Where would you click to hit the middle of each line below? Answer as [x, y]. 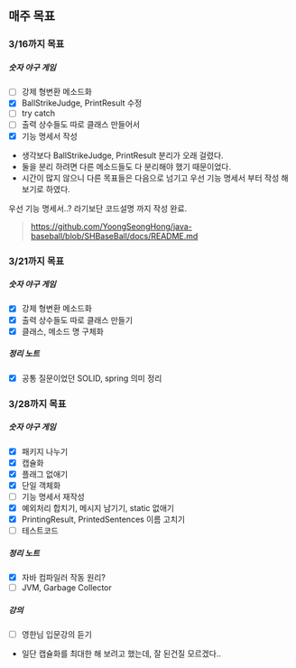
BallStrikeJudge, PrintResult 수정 [82, 103]
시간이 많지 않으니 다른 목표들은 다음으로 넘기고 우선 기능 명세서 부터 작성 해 [155, 178]
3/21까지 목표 [37, 261]
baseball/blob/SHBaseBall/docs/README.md [114, 236]
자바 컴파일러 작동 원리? [63, 578]
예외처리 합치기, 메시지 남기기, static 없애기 [98, 507]
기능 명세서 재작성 [53, 496]
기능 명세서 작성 [49, 136]
